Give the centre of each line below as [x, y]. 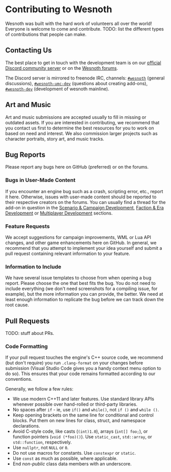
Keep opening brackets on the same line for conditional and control [83, 415]
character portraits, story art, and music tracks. [55, 139]
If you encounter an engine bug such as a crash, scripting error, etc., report [84, 191]
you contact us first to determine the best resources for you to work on [80, 128]
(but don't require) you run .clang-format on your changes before [74, 363]
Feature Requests [27, 226]
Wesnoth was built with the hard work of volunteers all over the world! [79, 23]
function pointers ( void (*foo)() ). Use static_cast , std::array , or [82, 437]
